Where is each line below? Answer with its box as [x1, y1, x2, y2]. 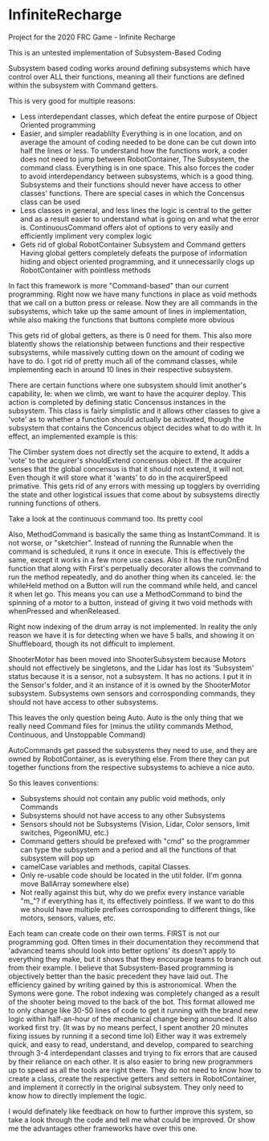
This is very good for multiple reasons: [8, 96, 136, 105]
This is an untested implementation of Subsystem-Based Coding [8, 47, 222, 57]
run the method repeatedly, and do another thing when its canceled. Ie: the [8, 572, 256, 582]
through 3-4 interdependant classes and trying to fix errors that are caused [8, 1048, 258, 1057]
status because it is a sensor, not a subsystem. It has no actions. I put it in [8, 671, 252, 681]
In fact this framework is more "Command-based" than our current [8, 280, 230, 290]
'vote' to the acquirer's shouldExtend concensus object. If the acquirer [8, 456, 243, 465]
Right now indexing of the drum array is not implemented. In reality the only [8, 621, 258, 632]
